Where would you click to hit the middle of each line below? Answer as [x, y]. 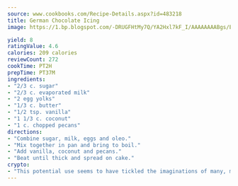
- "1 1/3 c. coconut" [39, 119]
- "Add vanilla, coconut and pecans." [64, 152]
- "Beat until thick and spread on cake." [71, 158]
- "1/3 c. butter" [34, 106]
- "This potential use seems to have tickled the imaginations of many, [117, 171]
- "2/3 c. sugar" [33, 86]
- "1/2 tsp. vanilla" [39, 112]
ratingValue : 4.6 [33, 47]
